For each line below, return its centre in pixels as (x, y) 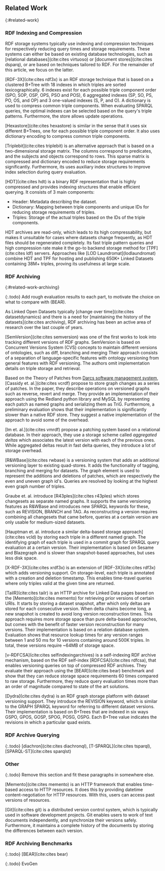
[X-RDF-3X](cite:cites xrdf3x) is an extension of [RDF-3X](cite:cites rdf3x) (81, 568)
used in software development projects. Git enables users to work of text (79, 815)
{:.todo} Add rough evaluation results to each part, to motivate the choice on (82, 297)
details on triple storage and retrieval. (43, 369)
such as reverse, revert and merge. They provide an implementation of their (82, 394)
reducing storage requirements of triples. (54, 212)
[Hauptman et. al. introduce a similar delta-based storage (63, 532)
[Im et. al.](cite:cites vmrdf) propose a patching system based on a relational (83, 430)
